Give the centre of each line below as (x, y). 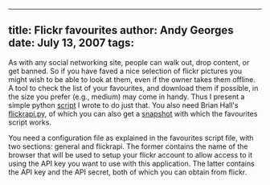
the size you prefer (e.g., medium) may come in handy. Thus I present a (127, 97)
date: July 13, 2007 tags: (72, 43)
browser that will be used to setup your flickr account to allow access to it (131, 154)
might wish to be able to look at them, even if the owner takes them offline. (132, 79)
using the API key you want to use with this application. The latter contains (131, 163)
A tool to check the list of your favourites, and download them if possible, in (133, 88)
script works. (30, 122)
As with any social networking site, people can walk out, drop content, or (129, 62)
